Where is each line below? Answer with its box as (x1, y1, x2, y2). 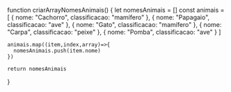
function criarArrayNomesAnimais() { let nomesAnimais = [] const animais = (7, 6, 225, 14)
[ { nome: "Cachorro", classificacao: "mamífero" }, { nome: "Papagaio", (7, 13, 210, 21)
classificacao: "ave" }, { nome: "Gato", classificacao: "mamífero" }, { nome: (7, 21, 222, 28)
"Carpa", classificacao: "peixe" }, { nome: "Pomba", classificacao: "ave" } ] (7, 28, 221, 36)
